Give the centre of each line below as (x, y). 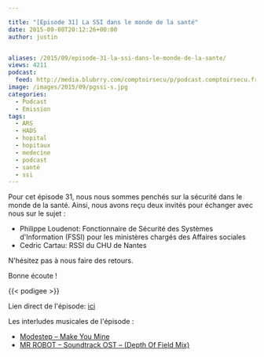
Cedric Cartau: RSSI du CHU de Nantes (83, 246)
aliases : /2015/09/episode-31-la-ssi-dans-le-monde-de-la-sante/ (117, 58)
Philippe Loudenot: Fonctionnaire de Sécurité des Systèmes (116, 229)
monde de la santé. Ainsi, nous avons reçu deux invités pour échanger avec (131, 206)
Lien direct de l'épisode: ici (52, 306)
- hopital (31, 138)
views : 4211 (27, 65)
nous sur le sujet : (37, 213)
